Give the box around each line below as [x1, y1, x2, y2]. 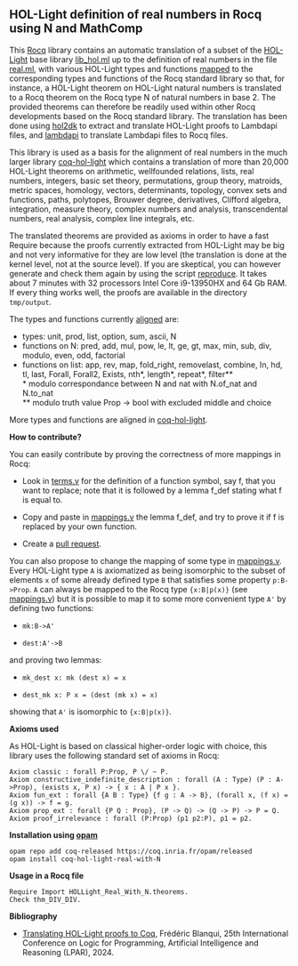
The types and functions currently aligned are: [9, 313, 180, 324]
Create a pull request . [21, 538, 102, 549]
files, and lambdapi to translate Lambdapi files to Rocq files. [9, 129, 229, 141]
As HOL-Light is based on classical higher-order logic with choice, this [9, 740, 268, 751]
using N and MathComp [9, 21, 143, 36]
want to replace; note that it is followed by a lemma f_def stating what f [21, 485, 283, 495]
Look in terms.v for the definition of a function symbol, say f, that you [21, 475, 276, 486]
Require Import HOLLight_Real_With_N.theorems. [9, 887, 189, 897]
